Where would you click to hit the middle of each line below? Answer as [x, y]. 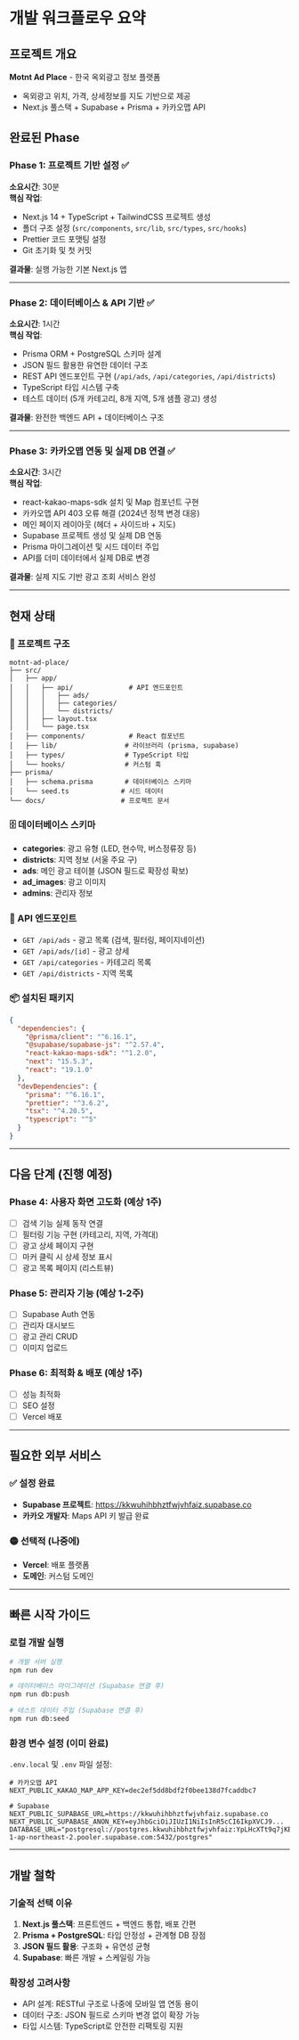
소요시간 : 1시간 [35, 324]
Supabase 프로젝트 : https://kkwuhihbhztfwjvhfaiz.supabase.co [137, 1504]
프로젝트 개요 [43, 54]
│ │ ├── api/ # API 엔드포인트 [97, 687]
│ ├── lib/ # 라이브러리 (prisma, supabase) [124, 745]
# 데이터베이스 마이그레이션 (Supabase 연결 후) [87, 1686]
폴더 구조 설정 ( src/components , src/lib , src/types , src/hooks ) [134, 227]
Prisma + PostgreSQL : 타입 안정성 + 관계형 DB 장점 [114, 1935]
